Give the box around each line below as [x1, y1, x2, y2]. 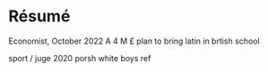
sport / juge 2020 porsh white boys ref [8, 52, 151, 63]
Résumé [8, 6, 71, 27]
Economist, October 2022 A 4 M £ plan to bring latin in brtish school [8, 36, 261, 46]
